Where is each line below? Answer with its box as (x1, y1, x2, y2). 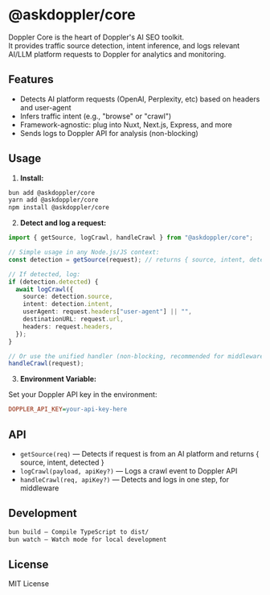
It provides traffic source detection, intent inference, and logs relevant (8, 40, 240, 50)
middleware (19, 483, 59, 493)
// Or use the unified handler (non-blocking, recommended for (8, 352, 225, 360)
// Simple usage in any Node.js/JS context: (8, 248, 160, 257)
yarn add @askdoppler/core (8, 196, 99, 205)
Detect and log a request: (19, 218, 107, 228)
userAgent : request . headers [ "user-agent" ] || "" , (22, 308, 193, 316)
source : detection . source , (22, 292, 113, 301)
